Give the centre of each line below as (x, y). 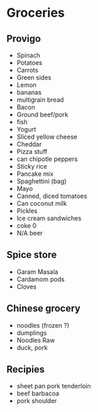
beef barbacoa (38, 394)
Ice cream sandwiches (49, 218)
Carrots (27, 70)
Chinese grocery (43, 308)
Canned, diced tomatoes (52, 196)
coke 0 (26, 226)
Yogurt (26, 129)
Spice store (32, 255)
